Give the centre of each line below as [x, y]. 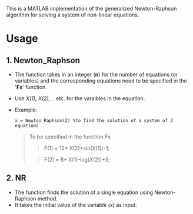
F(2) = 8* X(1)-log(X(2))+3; [77, 159]
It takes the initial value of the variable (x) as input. [76, 205]
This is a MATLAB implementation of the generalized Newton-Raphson [91, 9]
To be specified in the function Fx [70, 137]
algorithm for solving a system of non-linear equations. [73, 15]
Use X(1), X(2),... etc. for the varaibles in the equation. [80, 98]
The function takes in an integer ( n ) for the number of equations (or [96, 74]
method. [47, 198]
